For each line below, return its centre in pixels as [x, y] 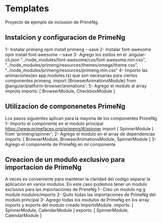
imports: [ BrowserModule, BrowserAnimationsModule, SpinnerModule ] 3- [81, 139]
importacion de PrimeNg [43, 167]
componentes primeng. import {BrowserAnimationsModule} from [71, 80]
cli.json [12, 60]
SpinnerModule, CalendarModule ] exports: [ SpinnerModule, [67, 210]
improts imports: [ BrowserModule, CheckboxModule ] [60, 91]
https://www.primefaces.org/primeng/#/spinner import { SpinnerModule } [80, 128]
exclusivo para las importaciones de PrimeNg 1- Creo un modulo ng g [75, 190]
